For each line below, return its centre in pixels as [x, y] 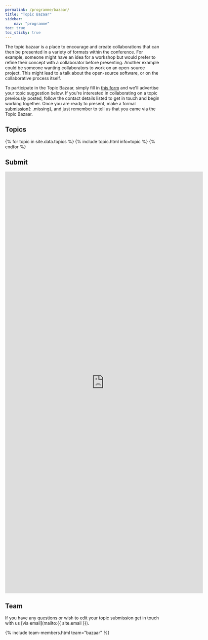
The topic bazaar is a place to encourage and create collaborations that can [82, 47]
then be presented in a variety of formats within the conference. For [74, 52]
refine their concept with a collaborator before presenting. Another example [82, 63]
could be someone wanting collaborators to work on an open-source [75, 68]
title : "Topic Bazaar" [28, 14]
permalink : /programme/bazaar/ [37, 10]
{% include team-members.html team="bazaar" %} [57, 633]
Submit [17, 162]
